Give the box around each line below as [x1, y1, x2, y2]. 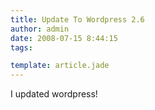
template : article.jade [10, 61, 110, 71]
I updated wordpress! [10, 88, 98, 100]
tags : [10, 42, 33, 53]
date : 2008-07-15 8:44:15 [10, 33, 118, 43]
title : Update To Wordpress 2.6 [10, 14, 145, 25]
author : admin [10, 24, 70, 34]
